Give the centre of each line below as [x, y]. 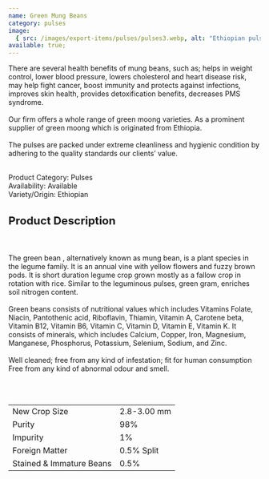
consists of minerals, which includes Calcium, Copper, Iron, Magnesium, [127, 334]
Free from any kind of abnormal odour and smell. [89, 368]
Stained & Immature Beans [62, 463]
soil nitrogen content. [43, 292]
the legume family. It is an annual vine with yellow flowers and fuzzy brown [132, 266]
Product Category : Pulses [51, 178]
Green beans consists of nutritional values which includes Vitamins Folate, [131, 308]
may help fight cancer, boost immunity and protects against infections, [125, 86]
